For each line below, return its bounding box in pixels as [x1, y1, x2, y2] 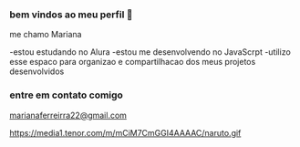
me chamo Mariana [9, 29, 82, 40]
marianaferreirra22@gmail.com [9, 110, 128, 121]
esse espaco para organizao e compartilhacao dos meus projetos [9, 57, 256, 68]
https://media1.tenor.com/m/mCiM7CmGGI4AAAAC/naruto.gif [9, 127, 242, 138]
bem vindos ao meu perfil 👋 [9, 8, 133, 21]
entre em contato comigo [9, 89, 123, 101]
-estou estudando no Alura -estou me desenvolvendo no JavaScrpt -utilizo [9, 47, 292, 58]
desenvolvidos [9, 66, 65, 77]
